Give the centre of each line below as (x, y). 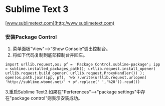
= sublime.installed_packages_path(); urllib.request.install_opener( (80, 69)
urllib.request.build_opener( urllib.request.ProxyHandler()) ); (75, 73)
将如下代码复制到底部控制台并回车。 (50, 55)
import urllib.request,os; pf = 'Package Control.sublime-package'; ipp (83, 64)
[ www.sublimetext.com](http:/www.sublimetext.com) (60, 23)
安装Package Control (31, 37)
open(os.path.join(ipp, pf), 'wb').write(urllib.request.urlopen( (76, 78)
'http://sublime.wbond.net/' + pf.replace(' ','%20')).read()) (73, 82)
